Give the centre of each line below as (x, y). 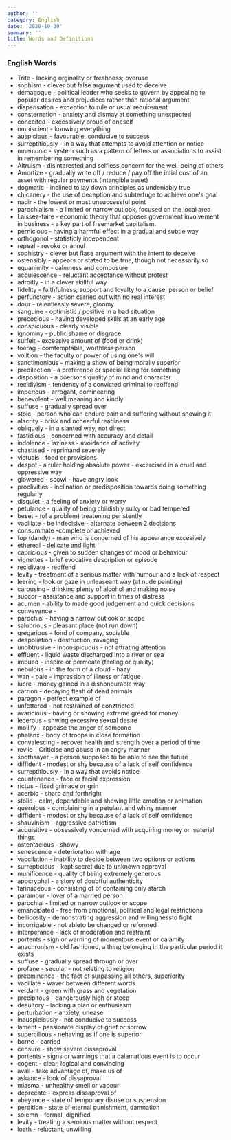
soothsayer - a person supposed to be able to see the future (102, 757)
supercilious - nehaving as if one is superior (79, 1034)
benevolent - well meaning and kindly (70, 399)
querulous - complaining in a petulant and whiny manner (97, 808)
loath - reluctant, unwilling (54, 1129)
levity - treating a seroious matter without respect (87, 1122)
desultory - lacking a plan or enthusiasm (74, 1005)
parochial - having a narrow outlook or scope (81, 618)
